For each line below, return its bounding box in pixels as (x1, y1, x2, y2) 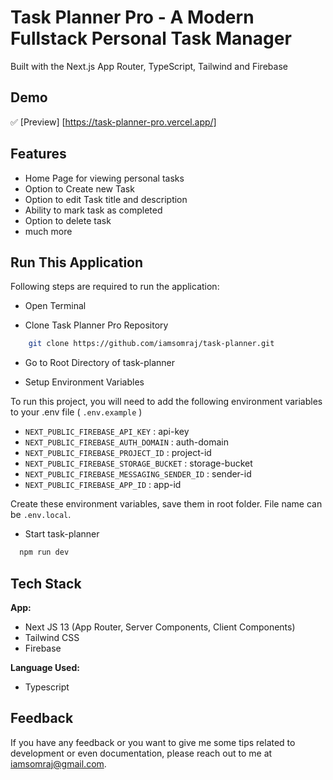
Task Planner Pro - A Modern (10, 6, 255, 29)
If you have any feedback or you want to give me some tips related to (10, 736, 296, 748)
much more (24, 225, 73, 237)
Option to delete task (24, 214, 112, 226)
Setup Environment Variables (24, 376, 145, 388)
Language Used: (10, 661, 80, 673)
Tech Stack (10, 575, 82, 592)
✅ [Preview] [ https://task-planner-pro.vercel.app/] (10, 116, 217, 128)
